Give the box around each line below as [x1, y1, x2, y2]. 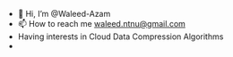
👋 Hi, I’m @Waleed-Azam [17, 9, 111, 19]
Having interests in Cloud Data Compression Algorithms [17, 31, 224, 42]
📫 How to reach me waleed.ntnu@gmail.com [17, 19, 186, 28]
